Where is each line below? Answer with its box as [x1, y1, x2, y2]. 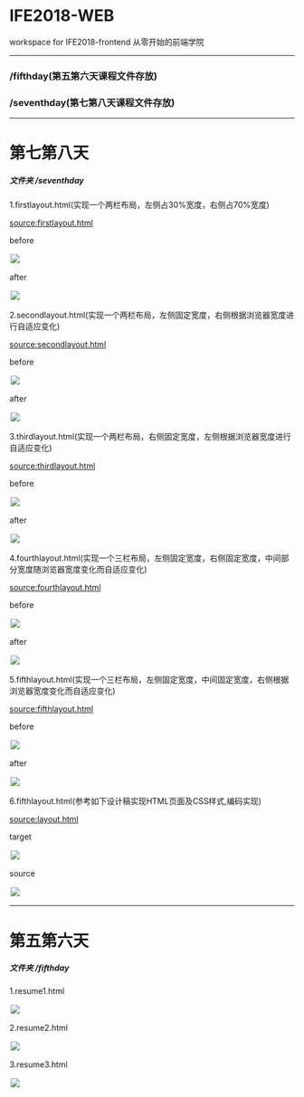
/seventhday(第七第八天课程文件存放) [9, 96, 176, 109]
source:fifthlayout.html [9, 704, 93, 714]
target [9, 831, 32, 842]
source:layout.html [9, 814, 79, 825]
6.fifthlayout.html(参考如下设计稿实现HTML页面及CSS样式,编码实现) [9, 796, 262, 807]
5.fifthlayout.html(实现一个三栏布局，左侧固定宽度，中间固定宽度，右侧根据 [9, 675, 290, 686]
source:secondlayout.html [9, 339, 107, 350]
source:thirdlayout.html [9, 460, 96, 471]
